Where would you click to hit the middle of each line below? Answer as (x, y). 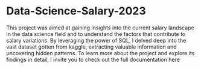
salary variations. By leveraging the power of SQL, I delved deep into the (96, 40)
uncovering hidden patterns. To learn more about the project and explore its (101, 53)
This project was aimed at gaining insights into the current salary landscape (100, 28)
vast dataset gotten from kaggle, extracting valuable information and (91, 47)
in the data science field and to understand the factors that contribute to (96, 34)
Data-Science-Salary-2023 (76, 11)
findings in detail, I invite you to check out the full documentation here (93, 59)
